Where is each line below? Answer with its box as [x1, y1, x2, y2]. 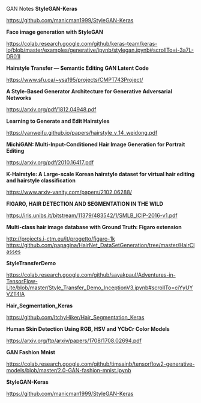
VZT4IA [6, 291, 25, 297]
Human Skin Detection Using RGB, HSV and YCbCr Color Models [6, 325, 170, 333]
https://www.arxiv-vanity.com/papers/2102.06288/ [6, 189, 132, 195]
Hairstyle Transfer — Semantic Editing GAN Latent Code [6, 64, 149, 72]
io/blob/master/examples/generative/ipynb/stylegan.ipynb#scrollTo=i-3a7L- [6, 46, 194, 54]
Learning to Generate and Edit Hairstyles [6, 117, 110, 125]
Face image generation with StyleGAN [6, 28, 103, 35]
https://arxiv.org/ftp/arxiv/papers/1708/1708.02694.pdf [6, 337, 142, 344]
